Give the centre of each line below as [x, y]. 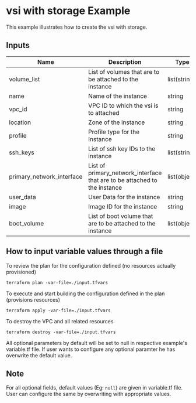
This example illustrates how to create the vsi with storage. [77, 27]
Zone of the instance [117, 122]
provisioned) [21, 272]
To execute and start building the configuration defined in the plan [85, 293]
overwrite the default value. [39, 355]
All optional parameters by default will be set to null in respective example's [97, 343]
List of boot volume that [121, 216]
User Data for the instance [124, 197]
